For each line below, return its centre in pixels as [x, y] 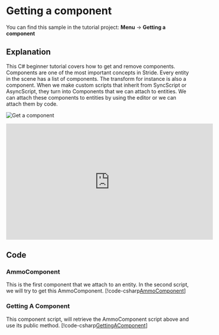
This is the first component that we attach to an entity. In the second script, [97, 285]
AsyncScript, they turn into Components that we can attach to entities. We [96, 91]
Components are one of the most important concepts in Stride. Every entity [97, 73]
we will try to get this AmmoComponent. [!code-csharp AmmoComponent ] [96, 291]
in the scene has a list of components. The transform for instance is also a [96, 78]
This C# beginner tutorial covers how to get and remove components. [91, 66]
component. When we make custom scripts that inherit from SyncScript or [97, 85]
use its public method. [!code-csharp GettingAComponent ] [77, 325]
